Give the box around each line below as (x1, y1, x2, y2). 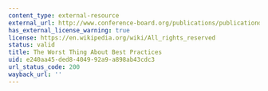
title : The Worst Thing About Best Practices (8, 48, 162, 56)
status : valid (8, 41, 56, 49)
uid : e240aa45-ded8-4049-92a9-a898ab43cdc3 (8, 56, 156, 64)
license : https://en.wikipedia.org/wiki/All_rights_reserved (8, 33, 216, 42)
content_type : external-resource (8, 11, 120, 20)
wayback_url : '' (8, 70, 62, 78)
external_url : (8, 19, 56, 27)
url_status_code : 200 (8, 63, 81, 71)
